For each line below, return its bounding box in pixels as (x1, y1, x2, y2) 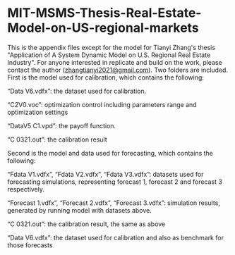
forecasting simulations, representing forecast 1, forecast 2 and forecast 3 (7, 178, 222, 186)
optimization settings (7, 108, 68, 116)
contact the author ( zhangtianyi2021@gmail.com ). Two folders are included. (7, 66, 228, 74)
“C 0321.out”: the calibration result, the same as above (7, 220, 166, 228)
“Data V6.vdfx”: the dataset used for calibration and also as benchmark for (7, 233, 224, 242)
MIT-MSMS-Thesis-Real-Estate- (7, 5, 202, 21)
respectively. (7, 185, 44, 193)
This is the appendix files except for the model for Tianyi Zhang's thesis (7, 43, 216, 51)
